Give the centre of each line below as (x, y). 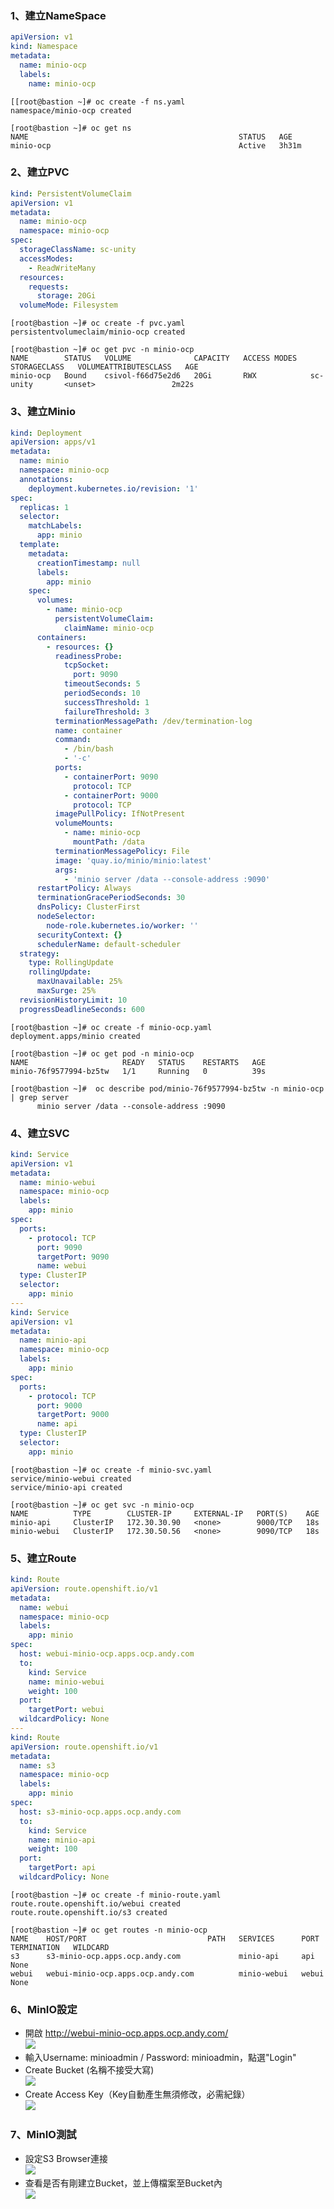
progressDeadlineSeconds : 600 (82, 1009)
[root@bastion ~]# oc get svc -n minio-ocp (102, 1505)
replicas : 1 (44, 507)
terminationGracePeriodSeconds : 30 (111, 898)
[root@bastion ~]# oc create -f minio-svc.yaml (111, 1470)
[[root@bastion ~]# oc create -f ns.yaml (98, 102)
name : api (57, 1424)
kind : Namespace (44, 47)
